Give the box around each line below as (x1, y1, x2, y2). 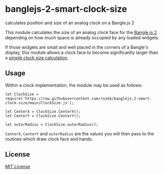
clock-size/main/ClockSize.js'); (5, 100, 74, 105)
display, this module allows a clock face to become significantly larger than (5, 49, 159, 55)
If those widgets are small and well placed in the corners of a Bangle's (5, 44, 149, 50)
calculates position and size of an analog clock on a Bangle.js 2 (5, 20, 135, 26)
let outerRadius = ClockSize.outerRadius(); (5, 122, 99, 127)
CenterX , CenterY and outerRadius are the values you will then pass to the (5, 130, 155, 136)
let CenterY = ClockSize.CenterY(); (5, 113, 81, 118)
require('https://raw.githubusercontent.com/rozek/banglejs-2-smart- (5, 96, 152, 101)
